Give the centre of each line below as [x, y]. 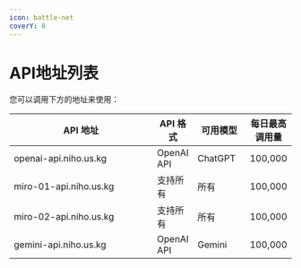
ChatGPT [216, 159]
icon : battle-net [42, 17]
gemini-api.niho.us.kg [60, 245]
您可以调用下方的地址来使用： [64, 99]
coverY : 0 [28, 26]
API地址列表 [54, 73]
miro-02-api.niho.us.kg [64, 217]
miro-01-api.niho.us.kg [64, 186]
